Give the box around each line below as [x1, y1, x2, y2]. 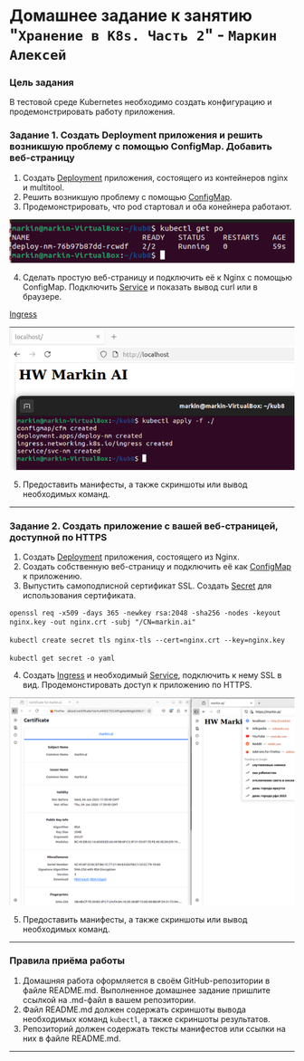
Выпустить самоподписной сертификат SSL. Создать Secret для [22, 580, 272, 591]
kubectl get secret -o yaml [9, 654, 116, 664]
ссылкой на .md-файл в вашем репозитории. [22, 994, 196, 1005]
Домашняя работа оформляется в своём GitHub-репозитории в [22, 975, 271, 986]
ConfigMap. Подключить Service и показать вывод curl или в [22, 282, 258, 292]
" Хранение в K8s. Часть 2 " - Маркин [9, 24, 278, 45]
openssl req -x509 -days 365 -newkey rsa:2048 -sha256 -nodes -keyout [9, 608, 281, 618]
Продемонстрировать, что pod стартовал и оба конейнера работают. [22, 201, 292, 212]
